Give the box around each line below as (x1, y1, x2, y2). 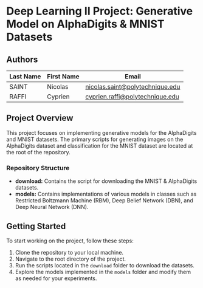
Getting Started (6, 221, 66, 231)
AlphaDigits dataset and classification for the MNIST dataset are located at (6, 142, 193, 149)
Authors (6, 54, 38, 64)
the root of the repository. (6, 148, 71, 156)
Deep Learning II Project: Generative (6, 4, 193, 18)
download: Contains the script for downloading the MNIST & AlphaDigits (15, 177, 198, 185)
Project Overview (6, 113, 74, 123)
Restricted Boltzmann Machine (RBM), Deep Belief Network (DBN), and (15, 197, 193, 204)
